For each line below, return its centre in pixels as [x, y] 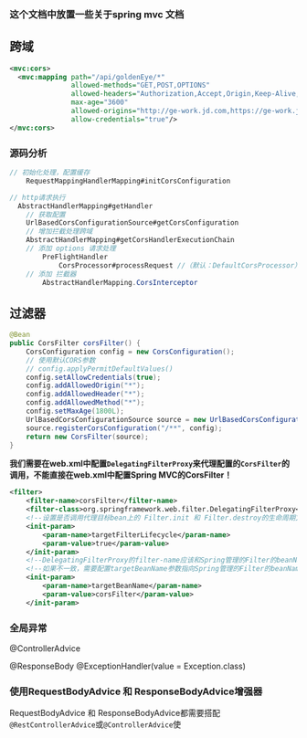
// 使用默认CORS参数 [61, 360]
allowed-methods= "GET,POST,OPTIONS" [140, 85]
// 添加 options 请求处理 [71, 248]
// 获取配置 [46, 215]
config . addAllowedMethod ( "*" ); [85, 403]
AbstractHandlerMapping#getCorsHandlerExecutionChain [130, 240]
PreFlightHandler [75, 257]
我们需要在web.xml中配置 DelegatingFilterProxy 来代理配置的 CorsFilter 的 [150, 464]
